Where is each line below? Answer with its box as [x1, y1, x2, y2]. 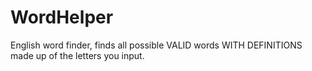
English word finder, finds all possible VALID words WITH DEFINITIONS [10, 39, 303, 51]
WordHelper [10, 6, 114, 29]
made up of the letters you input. [10, 49, 145, 61]
